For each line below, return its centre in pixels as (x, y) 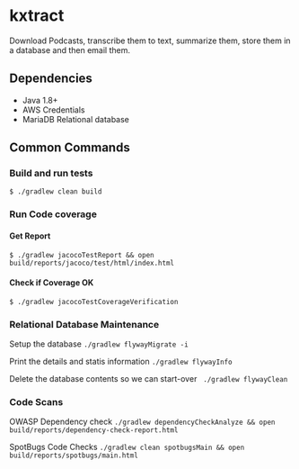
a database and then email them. (70, 50)
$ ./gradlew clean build (56, 192)
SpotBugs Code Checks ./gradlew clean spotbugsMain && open (127, 447)
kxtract (37, 16)
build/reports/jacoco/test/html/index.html (92, 263)
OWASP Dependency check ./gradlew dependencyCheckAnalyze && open (142, 422)
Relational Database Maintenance (84, 324)
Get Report (30, 236)
